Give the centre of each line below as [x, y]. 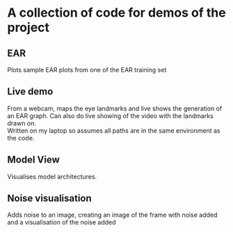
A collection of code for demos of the [116, 13]
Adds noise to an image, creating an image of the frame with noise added [112, 215]
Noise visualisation [49, 198]
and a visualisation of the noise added [62, 222]
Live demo [30, 92]
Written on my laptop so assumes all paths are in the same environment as [114, 131]
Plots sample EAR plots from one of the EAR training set [87, 70]
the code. [21, 138]
